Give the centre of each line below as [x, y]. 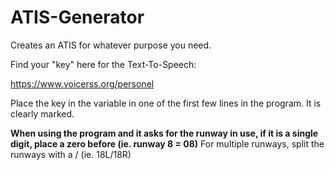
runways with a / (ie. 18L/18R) [71, 154]
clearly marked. [42, 113]
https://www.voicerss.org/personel [82, 83]
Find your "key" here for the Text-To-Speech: [103, 64]
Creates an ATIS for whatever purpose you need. [111, 45]
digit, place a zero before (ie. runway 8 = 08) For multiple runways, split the [167, 143]
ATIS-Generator [77, 17]
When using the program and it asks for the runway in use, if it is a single [164, 133]
